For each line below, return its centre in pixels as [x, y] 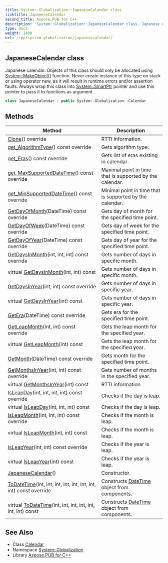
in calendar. [115, 162]
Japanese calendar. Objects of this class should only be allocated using [79, 70]
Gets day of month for [127, 211]
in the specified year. [126, 376]
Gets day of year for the [129, 240]
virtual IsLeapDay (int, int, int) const [49, 407]
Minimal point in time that [131, 190]
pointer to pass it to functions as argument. [49, 91]
